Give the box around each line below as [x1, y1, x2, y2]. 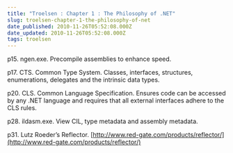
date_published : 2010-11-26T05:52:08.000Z [7, 23, 132, 30]
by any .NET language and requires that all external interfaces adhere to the [7, 96, 225, 105]
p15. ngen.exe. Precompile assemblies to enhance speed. [7, 55, 172, 63]
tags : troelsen [7, 36, 51, 43]
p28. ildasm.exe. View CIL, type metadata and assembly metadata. [7, 117, 198, 125]
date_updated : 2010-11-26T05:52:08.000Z [7, 29, 127, 37]
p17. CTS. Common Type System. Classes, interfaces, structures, [7, 69, 193, 77]
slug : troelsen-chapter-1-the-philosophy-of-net [7, 17, 151, 24]
